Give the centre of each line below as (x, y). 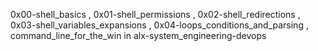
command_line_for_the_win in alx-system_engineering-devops (138, 35)
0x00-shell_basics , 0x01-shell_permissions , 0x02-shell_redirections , (155, 14)
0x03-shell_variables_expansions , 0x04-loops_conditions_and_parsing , (159, 25)
